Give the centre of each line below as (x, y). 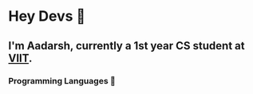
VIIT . (20, 58)
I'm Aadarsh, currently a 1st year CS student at (126, 46)
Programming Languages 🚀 (62, 80)
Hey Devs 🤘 (47, 16)
